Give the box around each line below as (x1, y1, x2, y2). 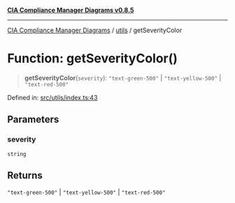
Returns (7, 169, 43, 181)
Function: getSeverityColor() (7, 50, 178, 66)
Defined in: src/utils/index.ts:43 (7, 93, 98, 101)
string (7, 150, 27, 157)
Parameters (7, 113, 59, 125)
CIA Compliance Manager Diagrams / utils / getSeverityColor (7, 26, 183, 34)
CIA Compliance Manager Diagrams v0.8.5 (7, 6, 134, 14)
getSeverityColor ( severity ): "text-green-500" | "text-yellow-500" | (24, 73, 222, 82)
